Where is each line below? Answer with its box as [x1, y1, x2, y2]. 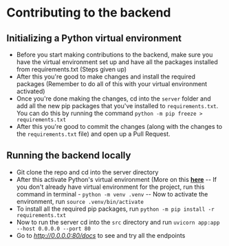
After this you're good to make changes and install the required [16, 72, 195, 81]
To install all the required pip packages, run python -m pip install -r [16, 205, 215, 213]
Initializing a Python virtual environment [6, 32, 182, 44]
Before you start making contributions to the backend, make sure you [16, 50, 213, 59]
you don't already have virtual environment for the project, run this [16, 183, 205, 191]
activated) [16, 88, 45, 95]
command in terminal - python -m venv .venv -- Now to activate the [16, 189, 208, 198]
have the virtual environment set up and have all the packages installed [16, 58, 218, 66]
